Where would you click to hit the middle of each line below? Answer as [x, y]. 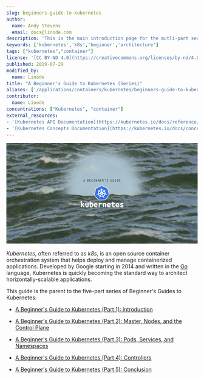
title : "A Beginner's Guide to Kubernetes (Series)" [74, 83]
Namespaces [32, 346]
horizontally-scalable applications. [49, 279]
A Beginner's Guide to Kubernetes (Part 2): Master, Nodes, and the [98, 321]
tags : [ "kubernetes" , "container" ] [50, 52]
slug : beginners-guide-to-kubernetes [54, 13]
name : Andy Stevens [36, 26]
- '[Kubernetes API [31, 122]
